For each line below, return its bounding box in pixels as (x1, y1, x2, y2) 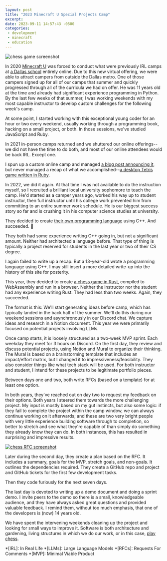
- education (7, 40, 32, 45)
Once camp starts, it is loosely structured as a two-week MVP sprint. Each (5, 335, 158, 341)
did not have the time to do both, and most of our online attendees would (12, 146, 163, 152)
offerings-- (135, 141, 158, 147)
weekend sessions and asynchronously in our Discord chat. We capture (5, 315, 153, 321)
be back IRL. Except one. (5, 151, 56, 157)
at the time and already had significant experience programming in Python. (5, 89, 159, 95)
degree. (5, 248, 21, 255)
